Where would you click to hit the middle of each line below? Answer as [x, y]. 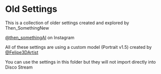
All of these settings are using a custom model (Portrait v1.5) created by [79, 47]
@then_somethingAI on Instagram [40, 37]
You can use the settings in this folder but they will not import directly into [80, 62]
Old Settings [31, 9]
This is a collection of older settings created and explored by [67, 23]
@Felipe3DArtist [22, 52]
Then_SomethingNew [27, 28]
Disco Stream [19, 67]
